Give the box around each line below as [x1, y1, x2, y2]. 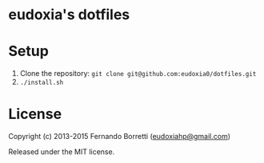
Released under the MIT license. [8, 147, 115, 157]
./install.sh [19, 78, 64, 87]
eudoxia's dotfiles [8, 6, 130, 24]
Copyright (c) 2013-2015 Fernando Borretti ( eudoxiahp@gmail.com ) [8, 132, 230, 141]
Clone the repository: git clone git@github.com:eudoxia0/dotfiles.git [19, 69, 257, 78]
